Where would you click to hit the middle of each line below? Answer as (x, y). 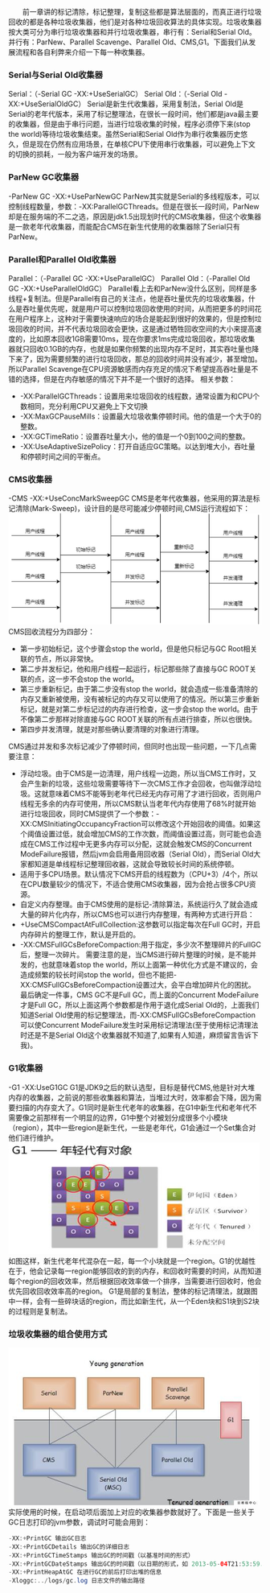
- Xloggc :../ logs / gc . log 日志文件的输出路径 (77, 1581)
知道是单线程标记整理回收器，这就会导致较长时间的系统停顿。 (136, 865)
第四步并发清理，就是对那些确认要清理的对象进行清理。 (111, 729)
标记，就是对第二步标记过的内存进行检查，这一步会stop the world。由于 (139, 709)
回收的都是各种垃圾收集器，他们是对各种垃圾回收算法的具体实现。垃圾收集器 (135, 22)
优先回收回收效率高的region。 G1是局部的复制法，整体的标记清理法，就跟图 (133, 1291)
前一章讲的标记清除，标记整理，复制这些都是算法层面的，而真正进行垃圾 (142, 12)
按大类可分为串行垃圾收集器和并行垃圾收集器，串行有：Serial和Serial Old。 (132, 32)
